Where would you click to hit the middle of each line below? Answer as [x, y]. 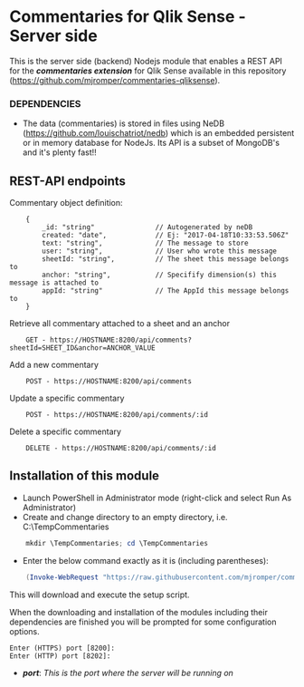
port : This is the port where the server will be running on [128, 672]
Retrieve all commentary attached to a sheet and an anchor [120, 324]
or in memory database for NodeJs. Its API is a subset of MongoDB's [151, 143]
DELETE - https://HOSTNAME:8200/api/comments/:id [121, 449]
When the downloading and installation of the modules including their [139, 612]
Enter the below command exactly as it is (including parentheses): [145, 560]
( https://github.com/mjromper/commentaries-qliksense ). [115, 80]
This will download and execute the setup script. [100, 595]
